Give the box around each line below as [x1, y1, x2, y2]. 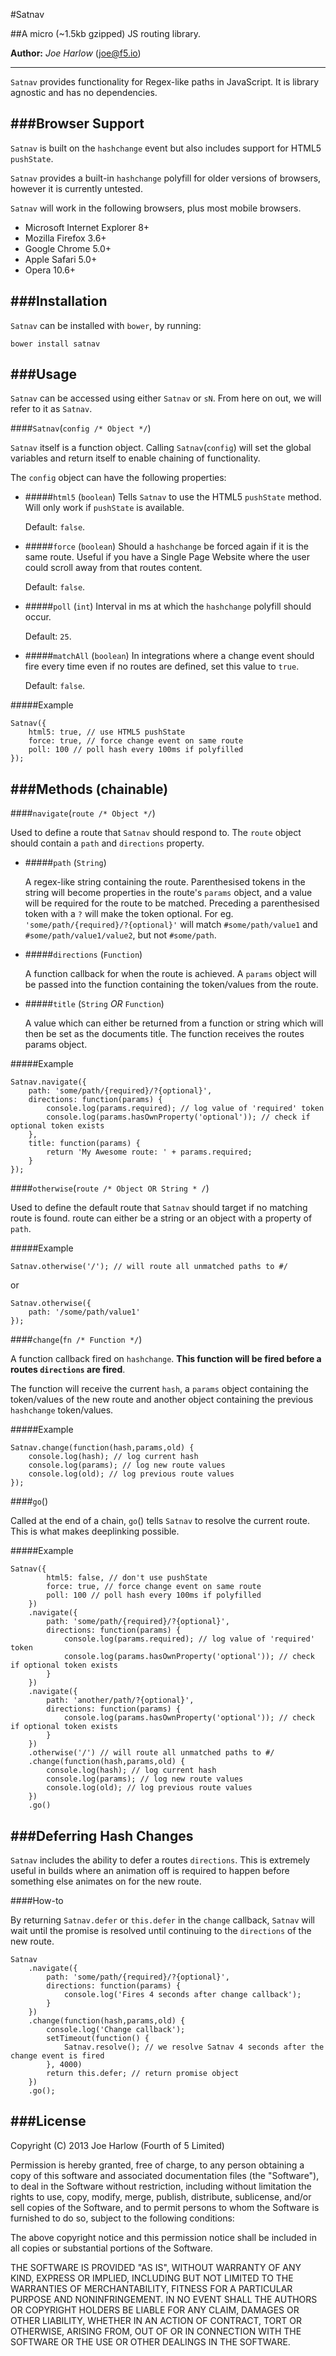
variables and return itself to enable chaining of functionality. [10, 452, 261, 464]
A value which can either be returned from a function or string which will [24, 1017, 324, 1029]
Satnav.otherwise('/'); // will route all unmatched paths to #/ [10, 1262, 288, 1272]
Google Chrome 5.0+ [24, 242, 112, 254]
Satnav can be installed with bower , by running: [10, 319, 202, 331]
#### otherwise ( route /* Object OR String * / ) [10, 1182, 210, 1194]
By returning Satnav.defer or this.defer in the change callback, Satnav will [10, 1914, 315, 1926]
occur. [24, 611, 52, 623]
